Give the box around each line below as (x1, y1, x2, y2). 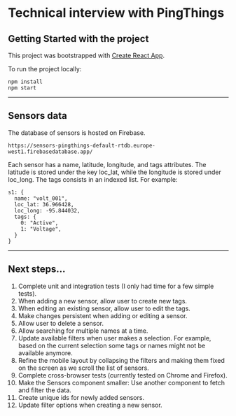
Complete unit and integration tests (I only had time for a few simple (18, 282, 214, 290)
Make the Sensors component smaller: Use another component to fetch (18, 378, 225, 387)
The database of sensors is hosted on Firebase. (8, 128, 146, 137)
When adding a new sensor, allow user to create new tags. (18, 296, 188, 305)
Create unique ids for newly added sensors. (18, 393, 145, 401)
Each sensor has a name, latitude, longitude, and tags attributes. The (8, 160, 207, 168)
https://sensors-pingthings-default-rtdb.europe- (8, 142, 156, 149)
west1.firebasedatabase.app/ (8, 148, 93, 155)
